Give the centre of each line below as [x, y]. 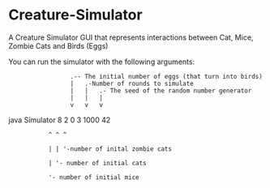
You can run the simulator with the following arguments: [102, 62]
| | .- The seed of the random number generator [161, 91]
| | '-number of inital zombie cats [110, 149]
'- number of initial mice [94, 177]
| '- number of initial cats [98, 163]
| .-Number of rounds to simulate [132, 83]
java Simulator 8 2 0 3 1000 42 [60, 120]
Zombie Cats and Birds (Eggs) [58, 45]
